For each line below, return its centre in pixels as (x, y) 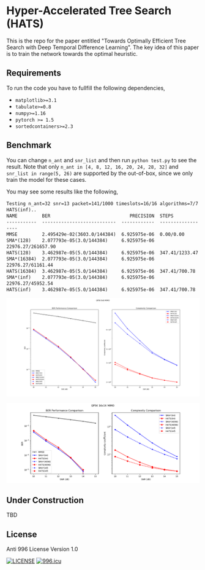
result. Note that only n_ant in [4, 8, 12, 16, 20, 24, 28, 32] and (92, 166)
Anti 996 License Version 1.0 (42, 549)
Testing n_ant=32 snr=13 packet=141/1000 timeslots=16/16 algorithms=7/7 (102, 203)
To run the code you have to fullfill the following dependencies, (86, 88)
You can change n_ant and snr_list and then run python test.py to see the (102, 160)
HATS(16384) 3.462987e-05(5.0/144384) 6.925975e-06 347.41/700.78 (101, 271)
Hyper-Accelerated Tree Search (89, 11)
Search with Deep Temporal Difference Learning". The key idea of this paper (103, 47)
